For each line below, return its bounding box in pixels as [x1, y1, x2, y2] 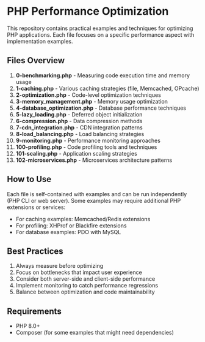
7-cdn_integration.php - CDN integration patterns [15, 124, 143, 131]
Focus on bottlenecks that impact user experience [15, 268, 142, 276]
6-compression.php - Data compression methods [15, 117, 143, 124]
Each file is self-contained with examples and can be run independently [7, 190, 187, 197]
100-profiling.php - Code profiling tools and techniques [15, 143, 157, 151]
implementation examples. [7, 37, 73, 45]
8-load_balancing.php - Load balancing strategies [15, 130, 145, 137]
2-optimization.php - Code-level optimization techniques [15, 91, 161, 99]
